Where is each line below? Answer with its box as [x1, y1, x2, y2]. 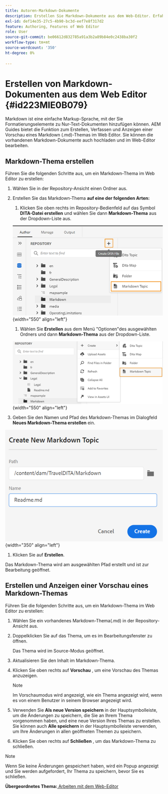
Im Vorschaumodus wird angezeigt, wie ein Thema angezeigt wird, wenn [12, 692, 162, 698]
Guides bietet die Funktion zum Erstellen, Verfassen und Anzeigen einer [5, 126, 153, 133]
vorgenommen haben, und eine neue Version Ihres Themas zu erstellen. [12, 718, 161, 724]
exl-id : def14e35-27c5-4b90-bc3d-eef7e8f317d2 [5, 19, 104, 24]
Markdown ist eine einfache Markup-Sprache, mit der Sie [5, 116, 123, 122]
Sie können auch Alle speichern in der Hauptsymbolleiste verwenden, [12, 723, 157, 729]
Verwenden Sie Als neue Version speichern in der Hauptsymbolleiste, [12, 707, 157, 713]
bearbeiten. [5, 143, 29, 149]
